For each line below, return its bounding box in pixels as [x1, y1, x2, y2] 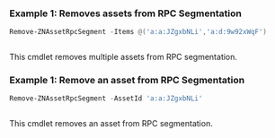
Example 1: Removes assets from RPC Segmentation [9, 7, 243, 20]
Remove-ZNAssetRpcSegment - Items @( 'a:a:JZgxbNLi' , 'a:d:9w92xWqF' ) [9, 28, 268, 37]
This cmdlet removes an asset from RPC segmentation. [9, 118, 213, 129]
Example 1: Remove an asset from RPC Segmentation [9, 74, 245, 87]
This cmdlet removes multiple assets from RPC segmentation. [9, 52, 238, 63]
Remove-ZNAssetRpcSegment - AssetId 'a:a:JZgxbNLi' [9, 94, 203, 103]
